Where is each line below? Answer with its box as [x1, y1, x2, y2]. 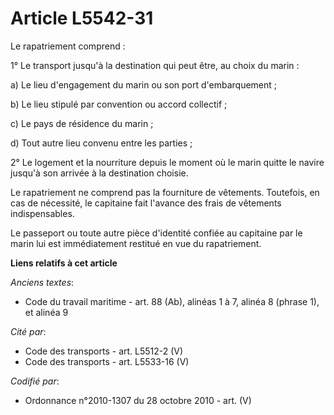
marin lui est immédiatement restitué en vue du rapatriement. [10, 237, 262, 249]
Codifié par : [10, 375, 60, 387]
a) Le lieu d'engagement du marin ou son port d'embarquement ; [10, 78, 278, 91]
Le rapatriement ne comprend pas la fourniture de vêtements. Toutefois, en [10, 186, 320, 198]
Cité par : [10, 325, 47, 337]
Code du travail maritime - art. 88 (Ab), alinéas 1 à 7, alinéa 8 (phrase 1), [24, 295, 320, 307]
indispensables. [10, 207, 75, 219]
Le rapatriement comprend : [10, 40, 126, 52]
